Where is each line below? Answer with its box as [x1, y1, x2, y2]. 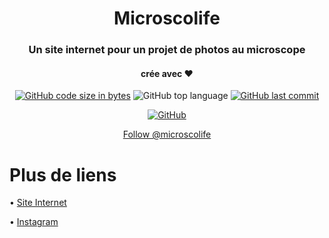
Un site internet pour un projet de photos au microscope [28, 43, 306, 57]
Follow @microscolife [122, 128, 212, 141]
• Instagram [9, 216, 59, 228]
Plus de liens [9, 163, 117, 186]
